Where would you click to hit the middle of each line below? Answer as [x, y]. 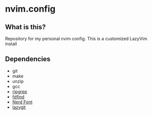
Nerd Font [22, 102]
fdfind [18, 96]
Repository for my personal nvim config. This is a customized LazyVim [76, 38]
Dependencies [28, 59]
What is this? [25, 27]
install [11, 44]
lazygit [19, 107]
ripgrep [20, 92]
